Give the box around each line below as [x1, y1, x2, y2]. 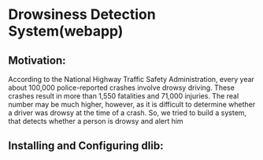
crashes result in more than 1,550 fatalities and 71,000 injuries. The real [8, 91, 239, 100]
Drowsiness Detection [8, 6, 156, 24]
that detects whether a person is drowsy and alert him [8, 117, 183, 125]
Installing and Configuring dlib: [8, 140, 164, 153]
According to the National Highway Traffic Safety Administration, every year [8, 75, 254, 84]
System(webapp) [8, 22, 124, 40]
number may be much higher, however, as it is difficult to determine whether [8, 100, 256, 109]
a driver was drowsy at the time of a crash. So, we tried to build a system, [8, 108, 246, 117]
